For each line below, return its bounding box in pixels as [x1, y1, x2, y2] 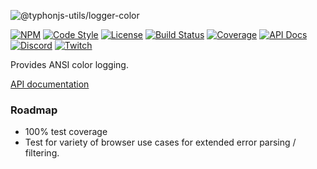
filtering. [24, 147, 60, 159]
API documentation [10, 78, 90, 90]
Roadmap [10, 103, 58, 117]
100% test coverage [24, 126, 108, 138]
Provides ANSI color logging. [10, 59, 129, 70]
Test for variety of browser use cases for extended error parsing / [24, 136, 297, 149]
